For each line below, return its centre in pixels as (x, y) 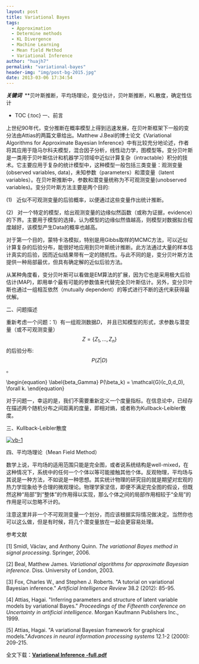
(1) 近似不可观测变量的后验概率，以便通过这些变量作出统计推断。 (86, 200)
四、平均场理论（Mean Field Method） (53, 452)
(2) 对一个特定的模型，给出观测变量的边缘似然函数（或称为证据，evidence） (99, 213)
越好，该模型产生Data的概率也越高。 (56, 227)
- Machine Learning (36, 45)
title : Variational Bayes (38, 17)
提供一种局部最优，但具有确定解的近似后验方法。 (66, 262)
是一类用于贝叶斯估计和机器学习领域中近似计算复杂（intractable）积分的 (94, 158)
